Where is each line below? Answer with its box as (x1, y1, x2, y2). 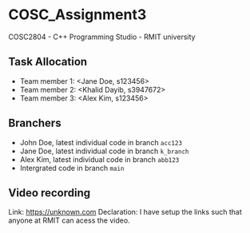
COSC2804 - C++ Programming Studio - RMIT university (8, 32, 196, 41)
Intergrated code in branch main (19, 163, 125, 172)
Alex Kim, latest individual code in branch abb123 (19, 154, 180, 164)
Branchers (8, 116, 62, 130)
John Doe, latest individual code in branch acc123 (19, 137, 182, 147)
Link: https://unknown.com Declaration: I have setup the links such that (8, 207, 242, 217)
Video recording (8, 186, 91, 199)
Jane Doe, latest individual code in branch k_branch (19, 146, 189, 156)
